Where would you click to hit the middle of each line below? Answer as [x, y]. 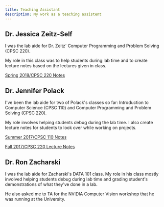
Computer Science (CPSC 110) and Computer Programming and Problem [78, 108]
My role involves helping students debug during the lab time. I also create [79, 123]
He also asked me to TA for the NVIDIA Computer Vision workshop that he [80, 194]
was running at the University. [35, 199]
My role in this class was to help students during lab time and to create [76, 61]
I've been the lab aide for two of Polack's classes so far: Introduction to [77, 103]
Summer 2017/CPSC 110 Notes [36, 137]
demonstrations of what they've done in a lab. [51, 184]
